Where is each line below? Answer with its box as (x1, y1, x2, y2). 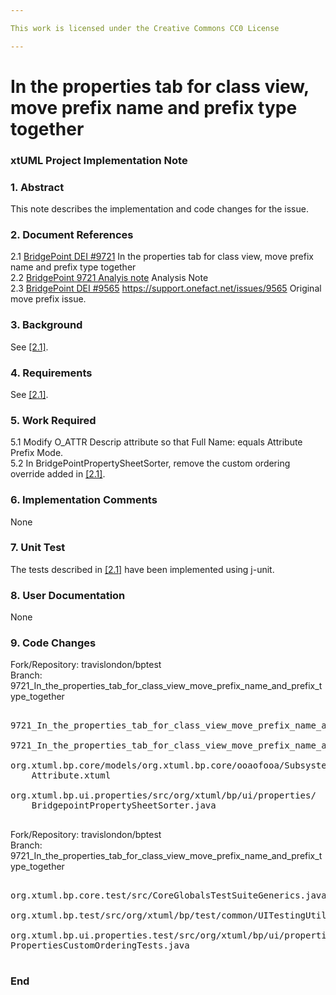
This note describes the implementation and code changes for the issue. (10, 203, 309, 215)
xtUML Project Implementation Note (10, 153, 188, 167)
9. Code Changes (10, 636, 97, 650)
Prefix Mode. (10, 447, 64, 459)
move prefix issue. (10, 293, 87, 305)
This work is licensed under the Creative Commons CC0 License (10, 23, 280, 33)
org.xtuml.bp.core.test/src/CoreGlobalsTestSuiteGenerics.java (10, 890, 327, 901)
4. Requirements (10, 366, 93, 380)
